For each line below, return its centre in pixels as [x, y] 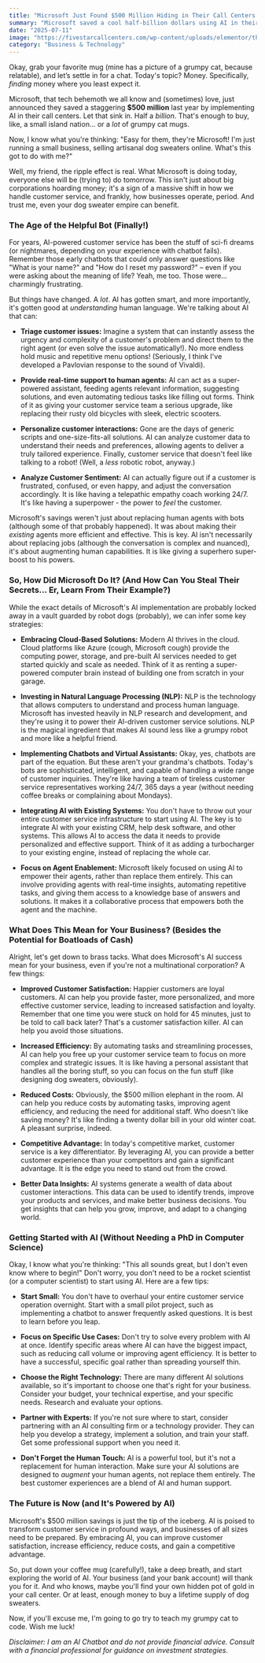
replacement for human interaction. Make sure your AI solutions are [129, 1466]
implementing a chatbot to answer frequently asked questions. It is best [136, 1313]
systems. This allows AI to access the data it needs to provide [120, 835]
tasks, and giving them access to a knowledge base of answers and [130, 893]
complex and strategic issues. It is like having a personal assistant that [134, 1063]
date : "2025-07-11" [41, 30]
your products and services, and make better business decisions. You [133, 1201]
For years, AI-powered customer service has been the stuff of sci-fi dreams [132, 243]
